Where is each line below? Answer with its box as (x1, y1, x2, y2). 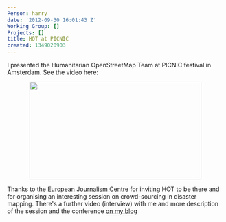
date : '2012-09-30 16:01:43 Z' (7, 16, 97, 23)
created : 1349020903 (7, 42, 67, 49)
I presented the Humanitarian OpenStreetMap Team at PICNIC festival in (7, 61, 212, 69)
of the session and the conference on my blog (7, 207, 137, 215)
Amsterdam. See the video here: (7, 68, 98, 76)
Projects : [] (7, 29, 45, 36)
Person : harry (7, 10, 48, 17)
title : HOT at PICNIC (7, 36, 69, 43)
